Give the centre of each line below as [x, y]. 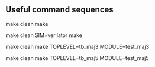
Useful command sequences [59, 10]
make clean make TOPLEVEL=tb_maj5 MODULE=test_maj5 [77, 58]
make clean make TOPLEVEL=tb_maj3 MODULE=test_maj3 [77, 46]
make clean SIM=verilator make [44, 35]
